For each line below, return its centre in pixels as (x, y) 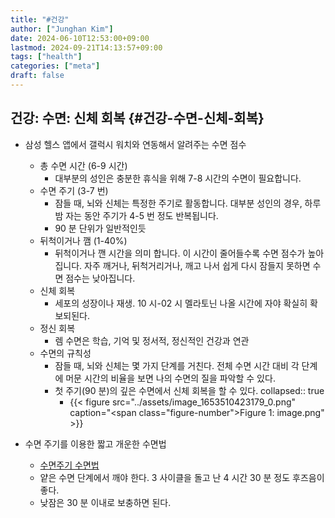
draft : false (37, 76)
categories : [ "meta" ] (55, 66)
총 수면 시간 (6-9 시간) (83, 165)
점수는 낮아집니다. (100, 278)
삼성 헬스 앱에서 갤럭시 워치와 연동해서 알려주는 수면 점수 (135, 144)
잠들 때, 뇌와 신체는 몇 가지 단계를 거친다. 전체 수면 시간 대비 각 (177, 365)
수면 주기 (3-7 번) (74, 190)
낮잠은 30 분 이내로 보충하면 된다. (105, 502)
